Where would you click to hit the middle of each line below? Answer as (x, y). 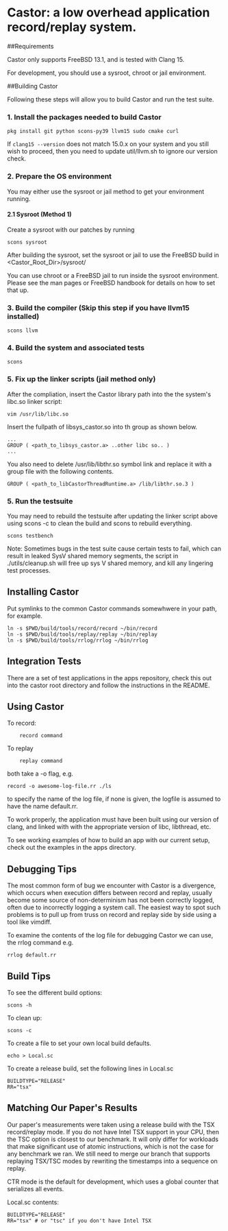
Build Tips (29, 976)
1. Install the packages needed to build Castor (85, 117)
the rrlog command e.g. (40, 943)
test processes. (29, 570)
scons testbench (30, 536)
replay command (41, 761)
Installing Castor (43, 592)
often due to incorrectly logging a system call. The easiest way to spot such (114, 907)
